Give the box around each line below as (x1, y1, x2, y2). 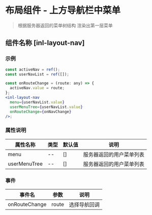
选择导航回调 (69, 201, 100, 208)
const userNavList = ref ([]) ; (5, 71, 70, 77)
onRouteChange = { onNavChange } (10, 109, 72, 114)
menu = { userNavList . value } (10, 99, 65, 104)
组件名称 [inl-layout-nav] (5, 39, 85, 47)
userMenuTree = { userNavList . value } (10, 104, 83, 110)
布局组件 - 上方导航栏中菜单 (5, 5, 121, 16)
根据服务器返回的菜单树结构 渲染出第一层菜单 (17, 22, 113, 28)
